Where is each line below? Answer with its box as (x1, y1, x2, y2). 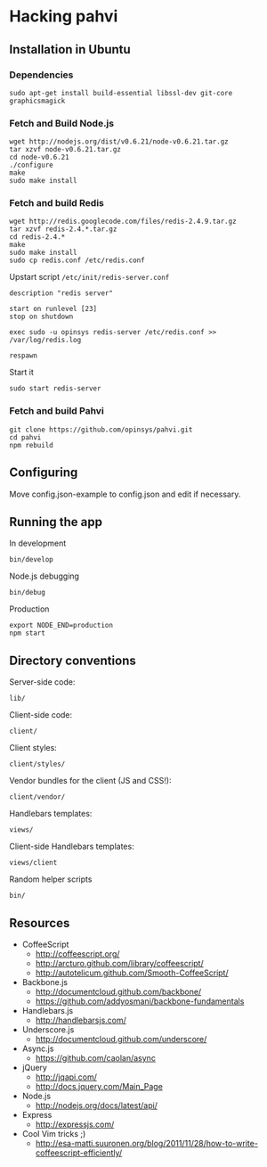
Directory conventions (9, 653, 136, 668)
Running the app (9, 514, 102, 530)
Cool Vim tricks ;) (21, 1129, 86, 1139)
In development (9, 538, 67, 549)
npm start (9, 629, 46, 638)
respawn (9, 351, 38, 360)
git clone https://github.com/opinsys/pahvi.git (9, 425, 193, 434)
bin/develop (9, 555, 53, 564)
